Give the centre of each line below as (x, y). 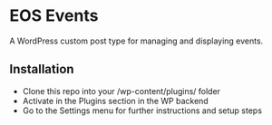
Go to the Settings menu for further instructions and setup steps (142, 111)
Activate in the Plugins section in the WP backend (115, 101)
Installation (42, 69)
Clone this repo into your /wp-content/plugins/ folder (121, 91)
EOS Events (54, 16)
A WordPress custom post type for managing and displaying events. (136, 41)
